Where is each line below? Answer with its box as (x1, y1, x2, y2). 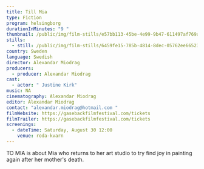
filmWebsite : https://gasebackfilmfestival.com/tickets (6, 110, 151, 116)
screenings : (6, 122, 36, 128)
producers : (6, 65, 34, 71)
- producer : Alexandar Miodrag (12, 71, 91, 77)
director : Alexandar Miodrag (6, 59, 80, 65)
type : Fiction (6, 15, 42, 21)
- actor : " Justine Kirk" (12, 82, 78, 88)
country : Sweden (6, 48, 47, 55)
